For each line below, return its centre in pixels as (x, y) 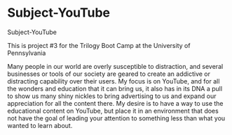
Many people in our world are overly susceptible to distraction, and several (115, 66)
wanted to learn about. (40, 125)
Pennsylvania (27, 53)
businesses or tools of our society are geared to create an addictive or (109, 74)
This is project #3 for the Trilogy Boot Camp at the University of (99, 45)
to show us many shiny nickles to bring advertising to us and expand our (112, 96)
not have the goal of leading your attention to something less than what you (116, 118)
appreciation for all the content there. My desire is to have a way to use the (115, 103)
